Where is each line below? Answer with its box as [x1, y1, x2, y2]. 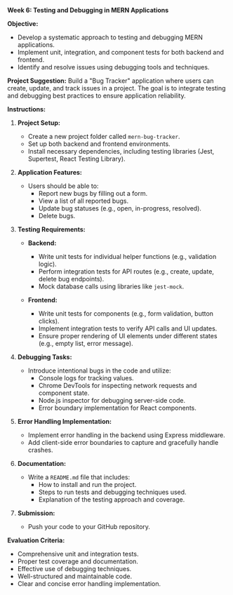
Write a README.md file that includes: [27, 473, 131, 481]
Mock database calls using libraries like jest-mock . [38, 282, 185, 290]
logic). [38, 260, 58, 268]
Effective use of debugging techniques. [17, 565, 132, 573]
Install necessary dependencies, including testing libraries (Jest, [27, 147, 215, 155]
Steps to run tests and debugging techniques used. [38, 488, 187, 496]
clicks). [38, 317, 60, 325]
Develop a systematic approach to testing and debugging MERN [17, 33, 204, 41]
